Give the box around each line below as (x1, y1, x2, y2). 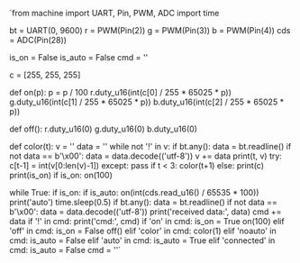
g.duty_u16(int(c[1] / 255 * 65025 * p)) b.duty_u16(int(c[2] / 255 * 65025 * (9, 96, 285, 107)
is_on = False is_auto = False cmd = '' (9, 52, 149, 62)
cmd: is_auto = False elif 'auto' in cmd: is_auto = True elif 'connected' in (9, 235, 276, 246)
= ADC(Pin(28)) (9, 35, 68, 45)
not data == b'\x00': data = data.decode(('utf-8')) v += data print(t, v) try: (9, 150, 282, 161)
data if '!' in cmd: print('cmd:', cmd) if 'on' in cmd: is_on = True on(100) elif (9, 216, 286, 226)
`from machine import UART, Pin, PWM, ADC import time (9, 8, 220, 18)
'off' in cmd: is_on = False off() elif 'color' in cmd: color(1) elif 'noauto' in (9, 225, 277, 236)
